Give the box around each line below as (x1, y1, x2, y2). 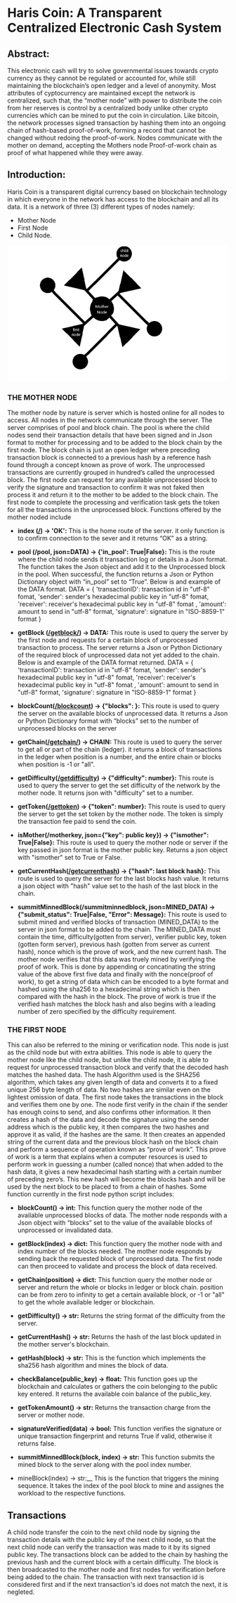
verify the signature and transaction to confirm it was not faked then (7, 483, 205, 492)
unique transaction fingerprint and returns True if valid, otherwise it (17, 1432, 213, 1441)
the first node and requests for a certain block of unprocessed (17, 636, 198, 644)
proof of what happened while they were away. (7, 149, 144, 157)
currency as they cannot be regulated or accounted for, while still (7, 74, 196, 82)
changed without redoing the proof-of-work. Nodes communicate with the (7, 133, 223, 142)
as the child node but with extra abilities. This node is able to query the (7, 1048, 212, 1056)
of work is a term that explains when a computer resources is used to (7, 1153, 208, 1161)
